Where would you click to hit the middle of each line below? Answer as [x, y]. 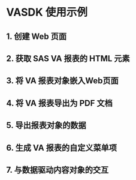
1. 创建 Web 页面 [37, 36]
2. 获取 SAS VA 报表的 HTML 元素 [68, 58]
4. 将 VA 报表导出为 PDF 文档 [59, 103]
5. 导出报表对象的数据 [46, 126]
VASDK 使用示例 [47, 12]
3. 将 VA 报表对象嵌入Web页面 [62, 81]
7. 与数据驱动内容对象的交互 [58, 169]
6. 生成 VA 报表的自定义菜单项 [61, 148]
